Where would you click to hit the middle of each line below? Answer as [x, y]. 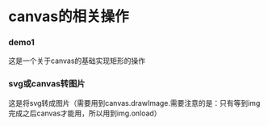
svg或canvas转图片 [47, 84]
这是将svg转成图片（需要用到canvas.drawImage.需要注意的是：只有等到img [134, 103]
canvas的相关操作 [69, 17]
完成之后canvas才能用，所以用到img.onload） [85, 113]
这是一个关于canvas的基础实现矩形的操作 [77, 61]
